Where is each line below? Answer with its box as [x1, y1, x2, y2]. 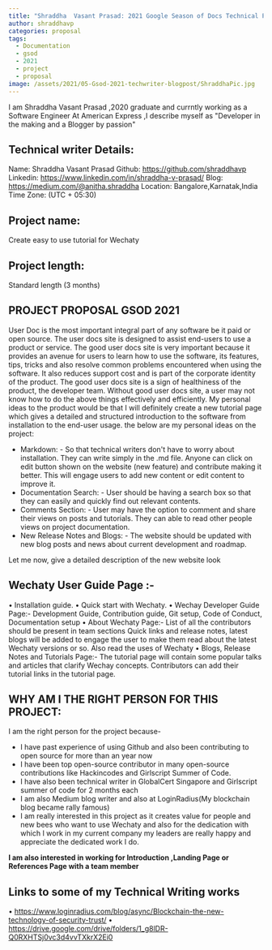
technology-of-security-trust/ [8, 915, 107, 925]
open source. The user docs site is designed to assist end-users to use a [8, 333, 252, 343]
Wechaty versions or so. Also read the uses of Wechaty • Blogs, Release [8, 643, 251, 653]
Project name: [8, 213, 81, 227]
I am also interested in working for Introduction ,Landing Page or [8, 853, 229, 862]
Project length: [8, 259, 85, 273]
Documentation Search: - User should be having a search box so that [19, 488, 252, 497]
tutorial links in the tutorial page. [8, 668, 116, 678]
